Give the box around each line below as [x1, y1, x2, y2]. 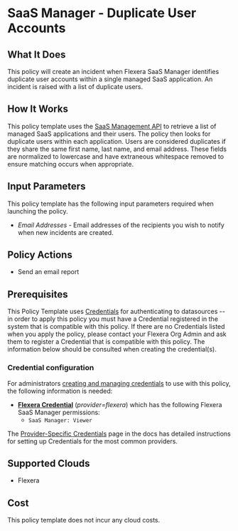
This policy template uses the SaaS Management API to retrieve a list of [7, 122, 217, 130]
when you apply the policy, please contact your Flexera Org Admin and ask [7, 330, 227, 339]
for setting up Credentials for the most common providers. [7, 436, 178, 446]
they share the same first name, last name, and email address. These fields [7, 144, 227, 153]
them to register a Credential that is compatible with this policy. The [7, 337, 205, 346]
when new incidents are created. [17, 228, 114, 236]
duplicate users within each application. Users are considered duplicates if [7, 137, 226, 145]
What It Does [7, 48, 66, 61]
